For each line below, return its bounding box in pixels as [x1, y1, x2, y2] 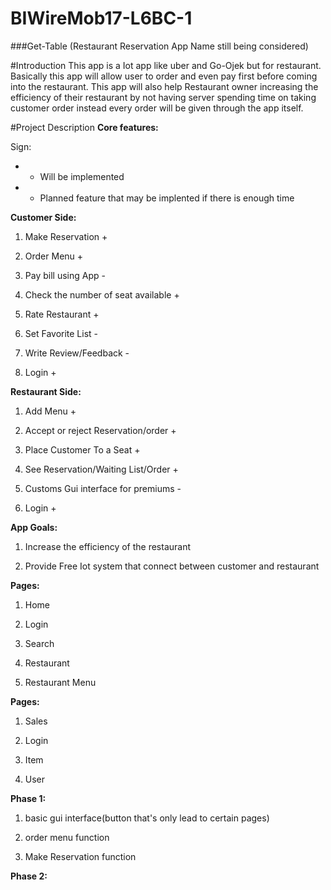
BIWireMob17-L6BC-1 [10, 7, 193, 30]
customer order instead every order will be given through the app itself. [10, 102, 304, 114]
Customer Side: [10, 211, 77, 223]
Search [24, 637, 55, 649]
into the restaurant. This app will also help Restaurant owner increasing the [10, 80, 319, 92]
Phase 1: [10, 792, 47, 804]
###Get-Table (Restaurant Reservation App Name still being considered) [10, 40, 309, 52]
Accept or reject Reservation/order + [24, 424, 177, 436]
